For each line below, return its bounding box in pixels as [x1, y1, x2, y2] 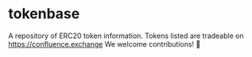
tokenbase [8, 5, 80, 23]
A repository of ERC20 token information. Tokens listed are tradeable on [8, 31, 244, 40]
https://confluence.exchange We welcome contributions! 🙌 [8, 39, 201, 48]
